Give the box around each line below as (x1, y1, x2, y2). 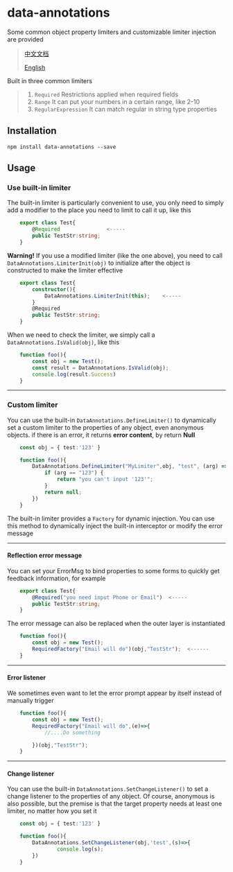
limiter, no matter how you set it (7, 807, 97, 815)
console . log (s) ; (56, 846, 104, 853)
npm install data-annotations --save (7, 143, 116, 150)
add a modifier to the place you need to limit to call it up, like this (7, 206, 192, 214)
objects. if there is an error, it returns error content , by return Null (7, 430, 196, 439)
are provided (7, 35, 44, 43)
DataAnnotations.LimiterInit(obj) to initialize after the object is (7, 259, 191, 267)
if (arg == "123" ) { (44, 469, 104, 476)
